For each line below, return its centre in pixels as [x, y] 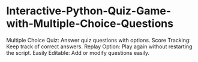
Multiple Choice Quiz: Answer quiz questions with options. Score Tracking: [98, 40]
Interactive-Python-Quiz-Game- [89, 11]
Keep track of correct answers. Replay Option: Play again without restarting [99, 46]
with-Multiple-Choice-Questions [90, 24]
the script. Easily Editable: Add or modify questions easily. [78, 52]
